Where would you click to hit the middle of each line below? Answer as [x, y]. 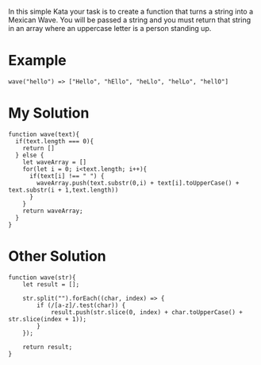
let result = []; [51, 284]
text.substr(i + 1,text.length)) [63, 190]
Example [37, 61]
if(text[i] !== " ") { [67, 176]
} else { [30, 155]
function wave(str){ [42, 278]
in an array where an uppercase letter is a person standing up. [110, 28]
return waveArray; [53, 211]
